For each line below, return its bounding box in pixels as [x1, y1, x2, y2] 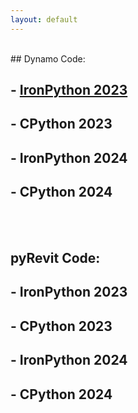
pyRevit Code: [10, 250, 101, 266]
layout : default [10, 14, 78, 25]
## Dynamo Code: [10, 52, 86, 65]
